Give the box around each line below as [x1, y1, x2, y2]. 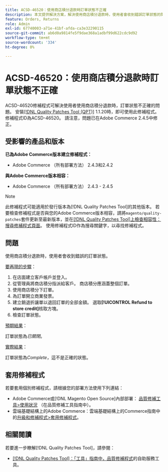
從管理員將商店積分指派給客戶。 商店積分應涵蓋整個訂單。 [12, 280, 132, 286]
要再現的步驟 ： [5, 264, 36, 270]
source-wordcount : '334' [5, 40, 57, 45]
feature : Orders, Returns [5, 17, 59, 22]
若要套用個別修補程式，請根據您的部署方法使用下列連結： [5, 385, 123, 391]
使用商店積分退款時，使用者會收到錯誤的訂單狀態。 [5, 253, 110, 259]
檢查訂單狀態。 [12, 312, 43, 318]
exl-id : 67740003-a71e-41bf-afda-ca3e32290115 [5, 26, 104, 31]
